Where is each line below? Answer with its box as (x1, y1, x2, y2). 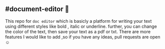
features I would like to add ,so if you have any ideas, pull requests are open (5, 34, 161, 40)
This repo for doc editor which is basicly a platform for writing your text (5, 18, 152, 24)
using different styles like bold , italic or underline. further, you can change (5, 23, 157, 29)
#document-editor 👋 (5, 5, 69, 13)
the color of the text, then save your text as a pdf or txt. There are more (5, 28, 151, 35)
